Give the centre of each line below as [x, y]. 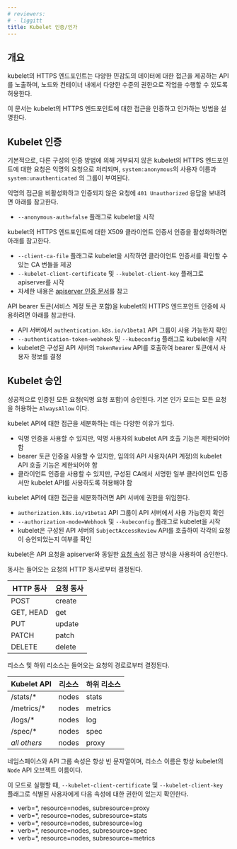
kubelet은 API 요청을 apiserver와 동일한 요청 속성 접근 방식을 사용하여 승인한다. [118, 554]
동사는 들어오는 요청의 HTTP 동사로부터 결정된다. [75, 569]
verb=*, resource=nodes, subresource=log [80, 823]
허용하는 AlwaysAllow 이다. [52, 408]
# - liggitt [25, 21]
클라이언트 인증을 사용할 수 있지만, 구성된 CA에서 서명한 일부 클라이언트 [116, 473]
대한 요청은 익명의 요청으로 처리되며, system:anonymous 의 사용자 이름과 [118, 169]
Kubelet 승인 [35, 381]
